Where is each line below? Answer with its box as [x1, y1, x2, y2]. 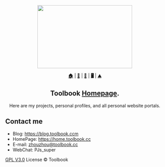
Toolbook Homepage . [50, 89, 120, 98]
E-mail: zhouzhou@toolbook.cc [12, 141, 78, 147]
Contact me [5, 117, 43, 126]
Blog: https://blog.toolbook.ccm [12, 131, 79, 137]
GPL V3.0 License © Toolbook [5, 156, 68, 162]
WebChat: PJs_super [12, 146, 56, 153]
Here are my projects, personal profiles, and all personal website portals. [9, 102, 160, 108]
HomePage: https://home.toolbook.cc [12, 136, 91, 142]
